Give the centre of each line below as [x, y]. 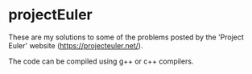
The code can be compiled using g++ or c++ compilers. [101, 61]
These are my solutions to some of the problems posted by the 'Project [126, 37]
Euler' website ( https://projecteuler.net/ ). [76, 45]
